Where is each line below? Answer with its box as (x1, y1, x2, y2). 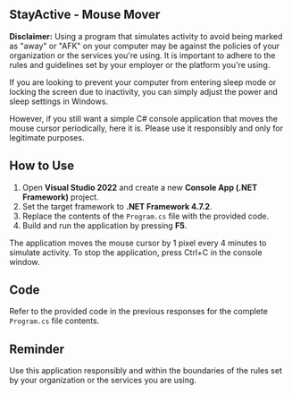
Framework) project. (21, 192, 100, 202)
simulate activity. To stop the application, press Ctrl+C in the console (9, 246, 263, 258)
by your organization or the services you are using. (9, 375, 196, 386)
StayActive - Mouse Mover (9, 7, 161, 22)
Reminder (9, 341, 65, 356)
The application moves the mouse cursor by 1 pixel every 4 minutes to (9, 237, 267, 248)
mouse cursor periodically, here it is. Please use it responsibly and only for (9, 123, 284, 133)
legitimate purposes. (9, 132, 85, 142)
